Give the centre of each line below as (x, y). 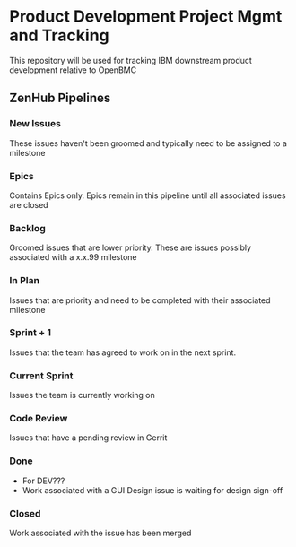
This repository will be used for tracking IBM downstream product (131, 60)
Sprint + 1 (30, 333)
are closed (29, 204)
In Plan (25, 281)
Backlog (28, 228)
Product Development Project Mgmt (146, 17)
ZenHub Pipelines (60, 98)
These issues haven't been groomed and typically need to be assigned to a (148, 143)
